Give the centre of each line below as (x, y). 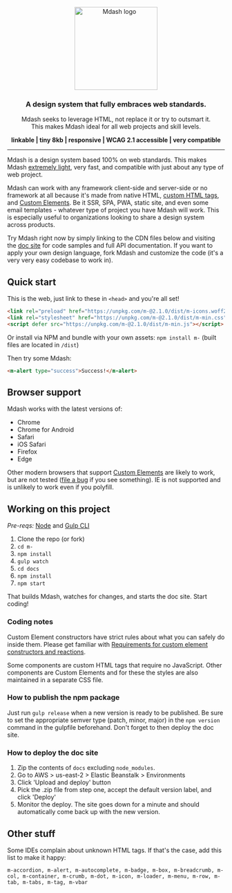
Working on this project (59, 509)
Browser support (44, 392)
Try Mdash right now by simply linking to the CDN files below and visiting (111, 238)
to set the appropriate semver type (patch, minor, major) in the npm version (114, 720)
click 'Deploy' (37, 797)
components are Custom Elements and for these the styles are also (103, 672)
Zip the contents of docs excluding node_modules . (86, 768)
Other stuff (31, 834)
